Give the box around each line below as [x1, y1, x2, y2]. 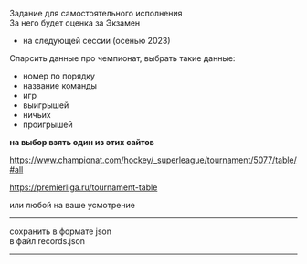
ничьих [22, 110, 52, 120]
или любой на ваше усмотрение [9, 200, 135, 210]
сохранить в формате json [9, 226, 112, 237]
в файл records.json [9, 236, 85, 246]
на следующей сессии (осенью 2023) [22, 36, 171, 46]
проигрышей [22, 119, 73, 130]
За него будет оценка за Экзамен [9, 17, 141, 28]
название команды [22, 80, 98, 90]
